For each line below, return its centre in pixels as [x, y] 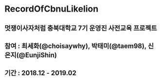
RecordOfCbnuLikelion [52, 9]
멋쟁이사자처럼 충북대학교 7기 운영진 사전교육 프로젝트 [81, 28]
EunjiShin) [41, 55]
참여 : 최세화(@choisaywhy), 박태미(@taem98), [75, 46]
